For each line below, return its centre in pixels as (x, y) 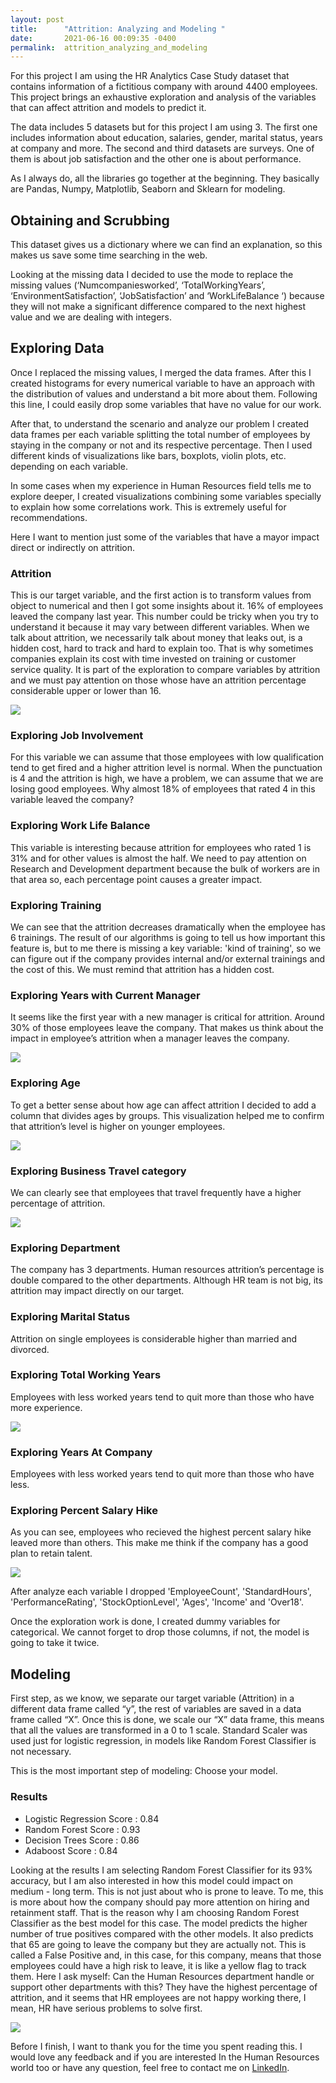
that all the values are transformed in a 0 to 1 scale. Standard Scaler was (159, 1730)
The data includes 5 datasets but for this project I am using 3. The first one (164, 127)
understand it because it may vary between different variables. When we (160, 627)
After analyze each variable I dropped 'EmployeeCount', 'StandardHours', (161, 1592)
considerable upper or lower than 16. (86, 691)
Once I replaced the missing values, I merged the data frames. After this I (161, 372)
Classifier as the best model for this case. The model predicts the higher (159, 1923)
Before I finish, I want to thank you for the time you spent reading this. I (156, 2046)
